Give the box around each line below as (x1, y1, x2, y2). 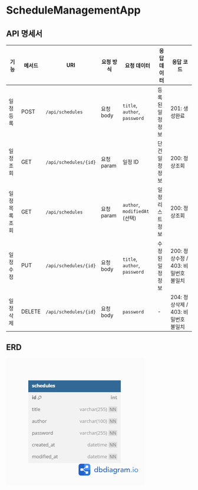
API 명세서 (6, 28, 43, 38)
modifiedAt (123, 209, 149, 215)
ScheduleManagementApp (6, 4, 141, 17)
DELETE (21, 308, 41, 315)
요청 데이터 (124, 61, 150, 69)
